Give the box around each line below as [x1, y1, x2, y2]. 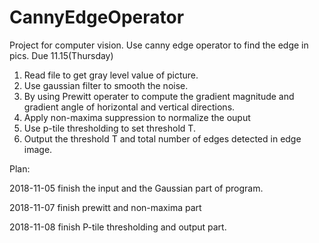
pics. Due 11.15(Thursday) [9, 49, 114, 61]
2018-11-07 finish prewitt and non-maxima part [9, 201, 202, 213]
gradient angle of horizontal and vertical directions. [23, 101, 236, 113]
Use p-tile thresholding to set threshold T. [23, 122, 196, 134]
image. [23, 143, 53, 155]
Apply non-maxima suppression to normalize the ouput [23, 111, 251, 123]
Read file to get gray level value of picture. [23, 69, 199, 81]
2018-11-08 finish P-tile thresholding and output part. [9, 221, 227, 233]
